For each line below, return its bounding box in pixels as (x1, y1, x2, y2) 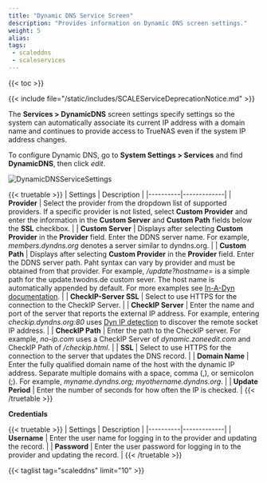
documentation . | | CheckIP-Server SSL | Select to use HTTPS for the (8, 291, 238, 301)
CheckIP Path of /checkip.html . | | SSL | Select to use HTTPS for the (8, 342, 232, 352)
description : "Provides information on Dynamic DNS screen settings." (8, 19, 248, 27)
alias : (8, 34, 30, 42)
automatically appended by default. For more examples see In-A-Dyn (8, 283, 235, 293)
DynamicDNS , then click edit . (8, 158, 106, 168)
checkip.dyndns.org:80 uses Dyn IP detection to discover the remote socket (8, 317, 258, 326)
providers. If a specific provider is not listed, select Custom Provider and (8, 206, 248, 216)
